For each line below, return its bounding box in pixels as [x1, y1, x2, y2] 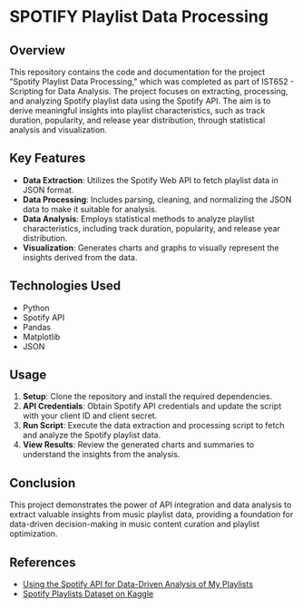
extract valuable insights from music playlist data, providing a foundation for [9, 509, 294, 520]
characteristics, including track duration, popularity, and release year [22, 222, 281, 233]
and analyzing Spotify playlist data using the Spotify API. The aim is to [9, 95, 271, 106]
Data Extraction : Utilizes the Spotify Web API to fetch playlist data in [22, 174, 279, 185]
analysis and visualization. [9, 124, 107, 135]
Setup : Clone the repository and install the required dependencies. [22, 391, 273, 402]
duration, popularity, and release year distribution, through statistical [9, 115, 266, 125]
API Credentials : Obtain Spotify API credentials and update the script [22, 401, 282, 412]
